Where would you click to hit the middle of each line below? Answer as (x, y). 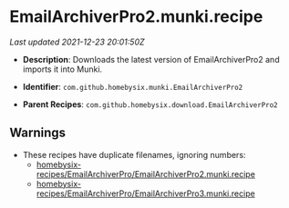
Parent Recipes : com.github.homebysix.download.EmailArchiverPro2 (150, 104)
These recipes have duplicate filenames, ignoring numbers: (134, 154)
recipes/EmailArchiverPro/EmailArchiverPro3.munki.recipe (145, 193)
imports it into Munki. (62, 69)
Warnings (38, 133)
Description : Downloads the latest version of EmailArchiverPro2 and (151, 59)
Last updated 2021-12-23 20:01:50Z (77, 42)
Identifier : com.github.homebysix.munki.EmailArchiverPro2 (133, 86)
